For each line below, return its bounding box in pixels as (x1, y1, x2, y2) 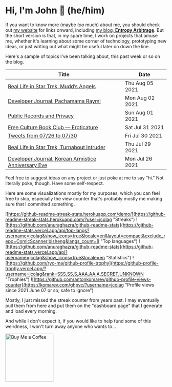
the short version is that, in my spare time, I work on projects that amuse (5, 32, 158, 38)
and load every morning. (5, 308, 57, 314)
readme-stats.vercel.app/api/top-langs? (5, 227, 90, 233)
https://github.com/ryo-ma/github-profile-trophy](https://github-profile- (7, 260, 159, 266)
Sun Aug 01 (124, 109, 154, 116)
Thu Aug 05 (124, 79, 154, 87)
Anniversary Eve (8, 161, 48, 169)
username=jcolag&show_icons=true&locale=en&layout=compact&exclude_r (5, 233, 165, 239)
